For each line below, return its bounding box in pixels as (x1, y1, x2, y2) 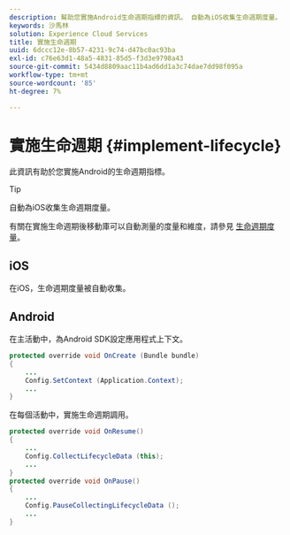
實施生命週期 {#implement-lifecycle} (9, 135, 282, 156)
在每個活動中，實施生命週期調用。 (9, 409, 134, 420)
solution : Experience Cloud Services (9, 29, 149, 38)
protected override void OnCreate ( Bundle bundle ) (9, 351, 200, 361)
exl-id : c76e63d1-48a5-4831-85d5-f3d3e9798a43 (9, 54, 184, 63)
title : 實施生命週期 (9, 37, 77, 47)
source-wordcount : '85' (9, 79, 97, 88)
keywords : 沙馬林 (9, 21, 69, 30)
